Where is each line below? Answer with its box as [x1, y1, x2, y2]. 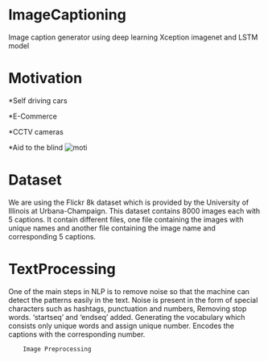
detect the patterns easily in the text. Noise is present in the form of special [8, 295, 258, 305]
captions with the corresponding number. [8, 329, 146, 339]
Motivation [8, 69, 83, 88]
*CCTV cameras [8, 127, 64, 136]
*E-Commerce [8, 111, 58, 121]
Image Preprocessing [23, 345, 92, 353]
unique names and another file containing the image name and [8, 223, 216, 233]
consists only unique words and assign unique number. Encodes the [8, 321, 235, 330]
